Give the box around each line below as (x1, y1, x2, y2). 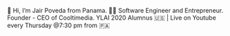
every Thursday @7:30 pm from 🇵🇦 (7, 21, 110, 29)
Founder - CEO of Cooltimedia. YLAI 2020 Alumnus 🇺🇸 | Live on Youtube (7, 14, 217, 22)
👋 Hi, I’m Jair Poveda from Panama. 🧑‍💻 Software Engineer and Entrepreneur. (7, 7, 224, 14)
